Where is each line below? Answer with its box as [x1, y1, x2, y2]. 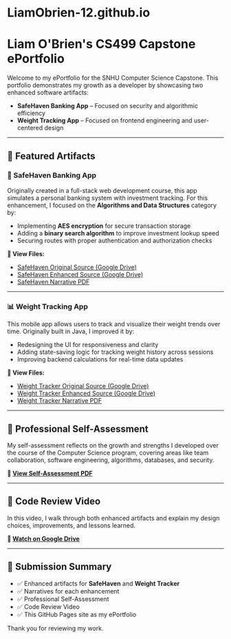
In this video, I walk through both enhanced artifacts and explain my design [7, 514, 220, 522]
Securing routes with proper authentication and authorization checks [16, 236, 212, 244]
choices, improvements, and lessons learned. [7, 521, 136, 530]
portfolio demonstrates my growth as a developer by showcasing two [7, 81, 203, 90]
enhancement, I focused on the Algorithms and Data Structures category [7, 201, 217, 209]
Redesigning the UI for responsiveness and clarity [16, 341, 159, 349]
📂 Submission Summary [7, 561, 112, 573]
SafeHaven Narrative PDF [16, 277, 90, 286]
